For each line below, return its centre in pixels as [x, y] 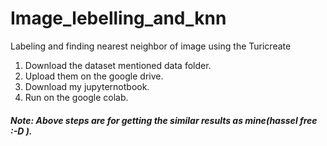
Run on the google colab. [76, 97]
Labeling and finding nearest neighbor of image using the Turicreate [151, 46]
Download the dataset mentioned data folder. [118, 65]
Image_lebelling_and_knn [118, 18]
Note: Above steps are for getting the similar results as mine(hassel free [164, 120]
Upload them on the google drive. [94, 76]
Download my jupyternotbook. [87, 86]
